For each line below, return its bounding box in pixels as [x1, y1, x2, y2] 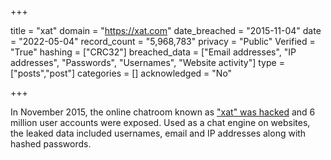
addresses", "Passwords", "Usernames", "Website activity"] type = [10, 57, 285, 68]
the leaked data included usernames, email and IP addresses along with [10, 127, 307, 139]
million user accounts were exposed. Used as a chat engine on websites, [10, 117, 311, 128]
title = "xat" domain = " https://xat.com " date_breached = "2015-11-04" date [10, 25, 322, 36]
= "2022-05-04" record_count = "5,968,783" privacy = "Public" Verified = [10, 36, 316, 47]
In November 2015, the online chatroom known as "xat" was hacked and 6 [10, 106, 316, 118]
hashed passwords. [10, 138, 92, 150]
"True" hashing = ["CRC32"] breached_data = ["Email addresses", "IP [10, 46, 297, 58]
